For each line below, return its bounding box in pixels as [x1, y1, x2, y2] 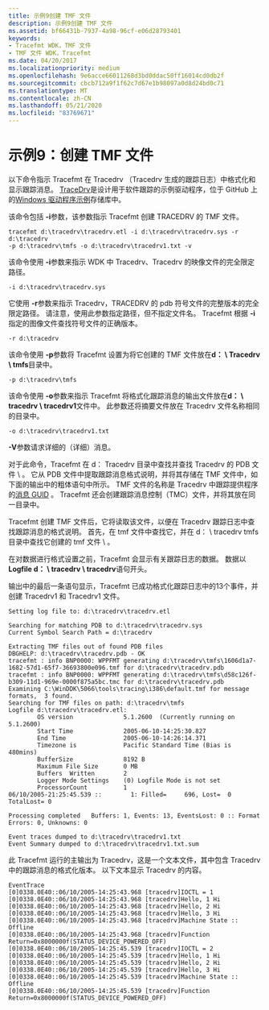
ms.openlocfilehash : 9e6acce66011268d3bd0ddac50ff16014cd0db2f [8, 72, 225, 80]
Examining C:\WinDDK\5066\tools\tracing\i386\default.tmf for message [8, 685, 250, 693]
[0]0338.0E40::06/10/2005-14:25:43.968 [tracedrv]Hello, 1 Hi [8, 895, 221, 903]
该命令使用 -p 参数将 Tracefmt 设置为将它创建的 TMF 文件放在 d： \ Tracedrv [8, 350, 261, 359]
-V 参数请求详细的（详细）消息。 [8, 442, 116, 452]
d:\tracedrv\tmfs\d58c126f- [162, 670, 257, 679]
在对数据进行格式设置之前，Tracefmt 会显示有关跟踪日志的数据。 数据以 [8, 553, 247, 564]
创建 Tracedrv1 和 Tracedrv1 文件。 [8, 591, 124, 601]
